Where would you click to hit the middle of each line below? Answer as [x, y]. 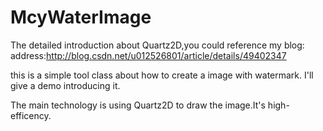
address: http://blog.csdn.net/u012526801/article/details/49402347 [148, 55]
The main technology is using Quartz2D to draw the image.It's [138, 105]
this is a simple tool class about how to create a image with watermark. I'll [162, 75]
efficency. [31, 115]
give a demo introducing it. [65, 85]
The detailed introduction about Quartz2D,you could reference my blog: [157, 45]
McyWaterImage [81, 17]
